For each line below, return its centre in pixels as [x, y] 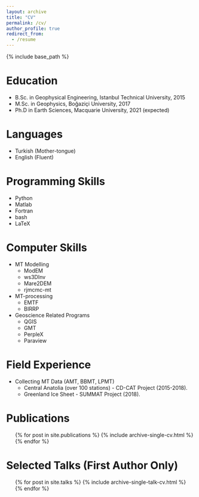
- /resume [24, 40]
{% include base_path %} [38, 57]
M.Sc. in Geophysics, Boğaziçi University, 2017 [73, 104]
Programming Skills [56, 182]
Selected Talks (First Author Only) [92, 465]
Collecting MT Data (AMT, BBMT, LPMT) [65, 381]
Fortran [24, 211]
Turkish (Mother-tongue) [45, 151]
